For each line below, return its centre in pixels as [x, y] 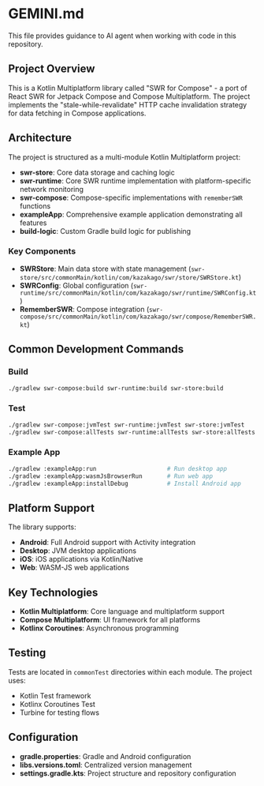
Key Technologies [53, 592]
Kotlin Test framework [55, 695]
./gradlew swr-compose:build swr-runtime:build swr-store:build [116, 388]
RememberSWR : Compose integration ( [84, 309]
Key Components [42, 251]
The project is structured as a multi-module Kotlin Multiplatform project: [125, 157]
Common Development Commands [96, 350]
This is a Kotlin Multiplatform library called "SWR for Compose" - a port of [128, 88]
